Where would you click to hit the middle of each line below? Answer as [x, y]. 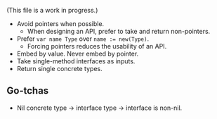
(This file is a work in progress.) [52, 10]
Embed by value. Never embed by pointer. [78, 54]
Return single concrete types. [59, 69]
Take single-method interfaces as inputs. [76, 61]
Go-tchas [28, 91]
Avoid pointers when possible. [60, 24]
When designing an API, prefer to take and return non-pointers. [119, 31]
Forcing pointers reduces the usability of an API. [97, 46]
